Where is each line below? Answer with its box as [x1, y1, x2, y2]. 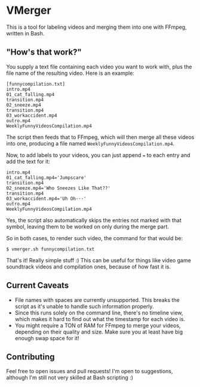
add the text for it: [6, 158, 51, 165]
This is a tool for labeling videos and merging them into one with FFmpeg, [6, 23, 187, 31]
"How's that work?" [6, 47, 82, 58]
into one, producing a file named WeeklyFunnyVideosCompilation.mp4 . [6, 140, 175, 147]
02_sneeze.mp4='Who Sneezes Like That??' [6, 185, 111, 191]
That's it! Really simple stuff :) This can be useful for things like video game [6, 256, 191, 264]
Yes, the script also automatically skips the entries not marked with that [6, 216, 182, 223]
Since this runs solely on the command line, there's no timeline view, [14, 309, 183, 316]
